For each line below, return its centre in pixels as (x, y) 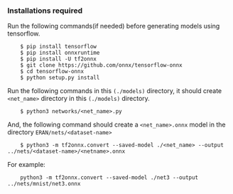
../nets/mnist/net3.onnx (44, 184)
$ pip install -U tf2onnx (59, 59)
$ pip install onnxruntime (60, 53)
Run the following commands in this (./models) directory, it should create (115, 91)
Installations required (45, 11)
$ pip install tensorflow (59, 47)
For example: (27, 165)
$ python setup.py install (60, 78)
